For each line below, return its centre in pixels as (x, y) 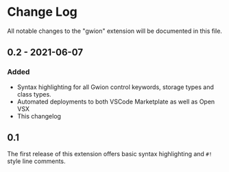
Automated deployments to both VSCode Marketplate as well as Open (116, 101)
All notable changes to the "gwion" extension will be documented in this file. (115, 31)
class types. (34, 94)
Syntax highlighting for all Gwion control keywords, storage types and (116, 87)
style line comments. (37, 161)
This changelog (39, 116)
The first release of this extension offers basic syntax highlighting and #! (110, 154)
